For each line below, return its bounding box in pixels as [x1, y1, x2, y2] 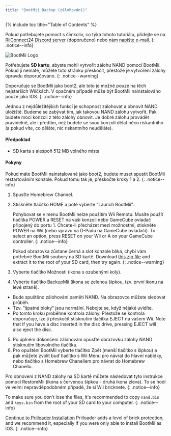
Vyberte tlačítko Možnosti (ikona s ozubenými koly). [12, 269, 122, 275]
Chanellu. [12, 364, 33, 370]
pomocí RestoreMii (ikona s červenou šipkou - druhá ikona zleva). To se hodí [5, 379, 166, 385]
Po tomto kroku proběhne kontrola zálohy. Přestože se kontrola [12, 310, 145, 316]
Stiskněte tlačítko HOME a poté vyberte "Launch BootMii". [12, 202, 134, 208]
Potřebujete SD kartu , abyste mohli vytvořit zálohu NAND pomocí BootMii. [5, 62, 161, 68]
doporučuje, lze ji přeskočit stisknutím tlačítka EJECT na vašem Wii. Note [12, 316, 166, 322]
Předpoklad [5, 137, 31, 143]
